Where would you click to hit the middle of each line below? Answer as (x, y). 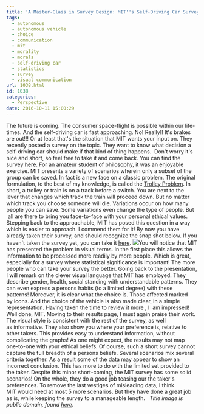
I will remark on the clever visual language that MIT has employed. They (96, 275)
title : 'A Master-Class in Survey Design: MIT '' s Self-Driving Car (93, 12)
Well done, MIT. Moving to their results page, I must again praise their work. (101, 314)
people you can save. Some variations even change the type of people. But (100, 209)
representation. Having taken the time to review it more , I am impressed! (98, 307)
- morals (23, 57)
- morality (25, 52)
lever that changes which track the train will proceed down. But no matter (98, 197)
